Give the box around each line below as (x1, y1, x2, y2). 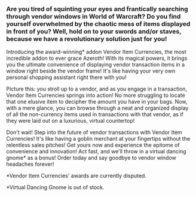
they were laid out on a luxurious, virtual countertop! (6, 117, 135, 125)
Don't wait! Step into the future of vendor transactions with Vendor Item (6, 129, 182, 136)
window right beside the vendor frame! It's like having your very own (6, 68, 176, 75)
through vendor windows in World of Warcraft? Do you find (6, 12, 181, 20)
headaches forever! (6, 160, 54, 168)
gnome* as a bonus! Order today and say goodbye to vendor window (6, 154, 176, 162)
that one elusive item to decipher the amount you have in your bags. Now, (6, 98, 188, 105)
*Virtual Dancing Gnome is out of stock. (6, 184, 105, 191)
